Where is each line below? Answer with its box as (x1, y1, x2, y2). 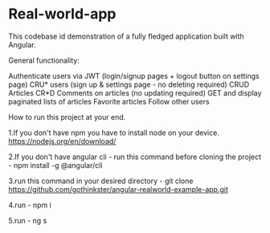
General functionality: (8, 55, 80, 65)
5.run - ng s (8, 215, 47, 225)
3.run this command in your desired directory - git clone (8, 176, 194, 186)
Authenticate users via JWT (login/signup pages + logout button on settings (8, 71, 260, 80)
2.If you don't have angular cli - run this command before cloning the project (8, 152, 262, 161)
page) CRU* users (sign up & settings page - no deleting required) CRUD (8, 80, 250, 89)
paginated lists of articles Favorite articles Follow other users (8, 96, 211, 106)
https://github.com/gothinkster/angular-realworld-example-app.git (8, 184, 229, 194)
